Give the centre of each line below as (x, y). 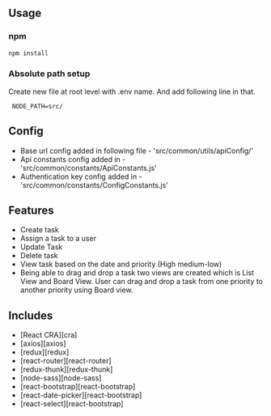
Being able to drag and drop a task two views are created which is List (137, 273)
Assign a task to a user (58, 239)
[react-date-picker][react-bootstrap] (81, 395)
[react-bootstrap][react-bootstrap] (78, 387)
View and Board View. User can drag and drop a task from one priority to (141, 282)
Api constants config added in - (73, 159)
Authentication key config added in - (81, 176)
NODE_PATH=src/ (37, 106)
